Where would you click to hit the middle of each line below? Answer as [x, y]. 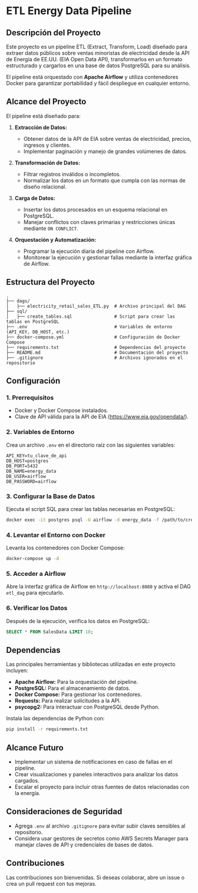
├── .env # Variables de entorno [89, 327]
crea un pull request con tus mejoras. [51, 884]
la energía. [27, 793]
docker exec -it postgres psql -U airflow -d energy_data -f [83, 520]
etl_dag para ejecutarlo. [35, 593]
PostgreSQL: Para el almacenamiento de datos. [72, 688]
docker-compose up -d [33, 559]
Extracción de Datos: [41, 127]
